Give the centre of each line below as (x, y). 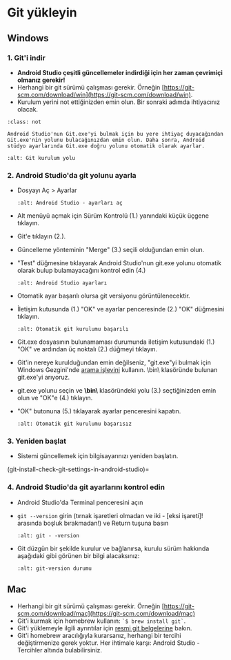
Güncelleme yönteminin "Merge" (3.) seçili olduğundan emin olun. (111, 250)
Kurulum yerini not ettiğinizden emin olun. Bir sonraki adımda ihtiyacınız (119, 102)
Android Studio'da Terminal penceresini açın (80, 502)
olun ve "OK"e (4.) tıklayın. (55, 398)
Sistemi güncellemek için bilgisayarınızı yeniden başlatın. (98, 456)
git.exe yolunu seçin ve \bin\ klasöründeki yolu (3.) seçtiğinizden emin (117, 391)
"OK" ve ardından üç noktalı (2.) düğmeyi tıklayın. (87, 349)
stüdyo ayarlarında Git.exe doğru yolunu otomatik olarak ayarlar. (106, 146)
